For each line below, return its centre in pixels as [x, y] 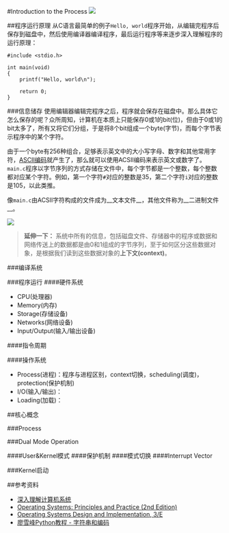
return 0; [33, 92]
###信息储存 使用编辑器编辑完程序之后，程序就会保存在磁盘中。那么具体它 [112, 111]
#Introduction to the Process [47, 11]
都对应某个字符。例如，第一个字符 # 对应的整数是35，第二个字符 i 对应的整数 [113, 177]
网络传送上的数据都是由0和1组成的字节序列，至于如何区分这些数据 [117, 244]
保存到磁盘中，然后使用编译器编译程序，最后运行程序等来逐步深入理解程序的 [115, 34]
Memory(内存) [37, 305]
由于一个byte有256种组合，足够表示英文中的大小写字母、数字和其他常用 [109, 151]
